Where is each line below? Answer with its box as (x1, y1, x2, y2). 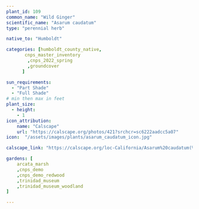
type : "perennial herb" (6, 25, 65, 31)
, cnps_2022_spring (27, 57, 73, 63)
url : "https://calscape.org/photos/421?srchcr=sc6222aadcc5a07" (17, 128, 179, 135)
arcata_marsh (17, 161, 49, 167)
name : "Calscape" (17, 123, 60, 129)
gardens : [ (6, 156, 33, 162)
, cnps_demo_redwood (17, 172, 65, 178)
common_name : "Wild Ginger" (6, 14, 76, 20)
